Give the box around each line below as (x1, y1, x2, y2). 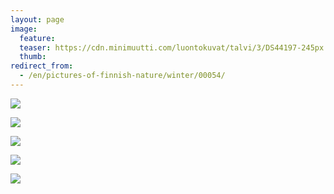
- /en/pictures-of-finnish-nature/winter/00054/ (19, 71, 226, 81)
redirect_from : (10, 61, 74, 71)
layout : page (10, 14, 65, 25)
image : (10, 24, 38, 34)
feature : (19, 33, 56, 43)
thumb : (19, 52, 47, 62)
